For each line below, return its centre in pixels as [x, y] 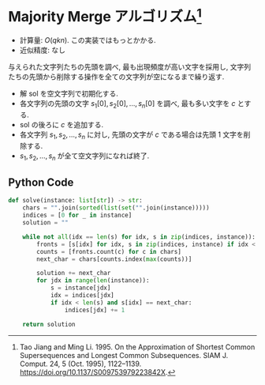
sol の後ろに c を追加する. [62, 125]
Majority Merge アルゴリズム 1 [105, 15]
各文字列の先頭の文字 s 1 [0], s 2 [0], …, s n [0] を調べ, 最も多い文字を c [127, 105]
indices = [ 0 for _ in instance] [77, 215]
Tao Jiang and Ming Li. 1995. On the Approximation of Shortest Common [137, 347]
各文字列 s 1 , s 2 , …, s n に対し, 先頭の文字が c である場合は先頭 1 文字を [132, 135]
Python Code [41, 183]
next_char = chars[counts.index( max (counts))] [114, 259]
